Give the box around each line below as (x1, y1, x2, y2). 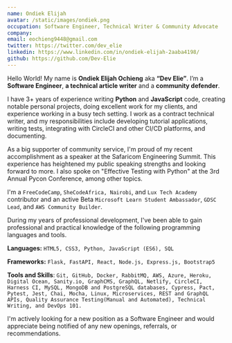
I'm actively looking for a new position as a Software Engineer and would (7, 314, 215, 322)
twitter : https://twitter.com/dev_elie (7, 42, 123, 49)
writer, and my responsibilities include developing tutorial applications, (7, 117, 208, 125)
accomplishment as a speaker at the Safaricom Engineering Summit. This (7, 152, 216, 160)
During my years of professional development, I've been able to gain (7, 216, 203, 224)
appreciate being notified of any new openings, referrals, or (7, 322, 177, 330)
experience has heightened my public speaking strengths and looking (7, 160, 206, 168)
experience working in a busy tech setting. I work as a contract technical (7, 109, 215, 118)
